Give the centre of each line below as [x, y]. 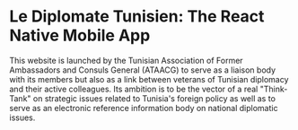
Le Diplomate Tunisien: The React [137, 17]
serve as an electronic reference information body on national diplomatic [144, 108]
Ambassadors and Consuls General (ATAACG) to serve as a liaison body [143, 70]
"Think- [274, 89]
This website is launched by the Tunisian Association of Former [127, 60]
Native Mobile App [80, 35]
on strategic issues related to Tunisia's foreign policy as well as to [154, 98]
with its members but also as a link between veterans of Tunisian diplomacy [149, 79]
